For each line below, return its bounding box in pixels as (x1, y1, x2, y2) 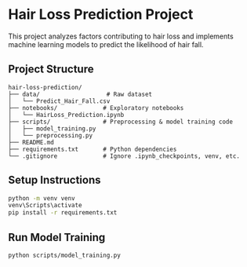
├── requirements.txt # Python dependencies (8, 145, 177, 153)
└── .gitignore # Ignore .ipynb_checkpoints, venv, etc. (8, 152, 241, 160)
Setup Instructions (8, 174, 101, 187)
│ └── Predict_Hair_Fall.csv (8, 97, 111, 105)
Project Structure (8, 63, 94, 76)
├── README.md (8, 138, 55, 146)
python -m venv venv (8, 194, 76, 202)
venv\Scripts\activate (8, 202, 82, 210)
